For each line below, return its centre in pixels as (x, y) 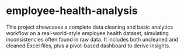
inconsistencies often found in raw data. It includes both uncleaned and (92, 39)
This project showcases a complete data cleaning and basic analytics (90, 27)
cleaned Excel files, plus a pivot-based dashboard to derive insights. (88, 46)
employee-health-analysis (72, 11)
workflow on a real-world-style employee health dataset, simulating (88, 33)
